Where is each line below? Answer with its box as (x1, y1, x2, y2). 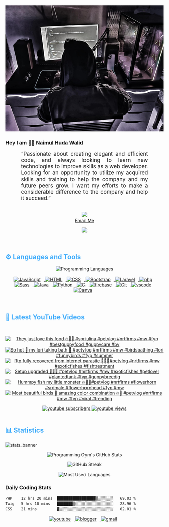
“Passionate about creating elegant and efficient (21, 151, 148, 158)
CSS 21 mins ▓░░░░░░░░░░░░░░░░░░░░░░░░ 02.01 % (5, 506, 136, 511)
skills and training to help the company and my (21, 176, 148, 183)
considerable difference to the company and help (21, 189, 148, 196)
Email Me (74, 218, 95, 224)
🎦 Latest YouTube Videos (5, 313, 86, 321)
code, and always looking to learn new (21, 157, 148, 164)
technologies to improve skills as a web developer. (21, 163, 148, 170)
